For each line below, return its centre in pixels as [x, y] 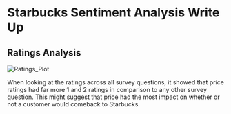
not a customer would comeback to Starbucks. [73, 104]
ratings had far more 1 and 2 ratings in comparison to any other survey [107, 90]
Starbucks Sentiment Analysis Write [113, 13]
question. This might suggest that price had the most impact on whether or [114, 97]
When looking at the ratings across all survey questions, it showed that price [115, 82]
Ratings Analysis [44, 53]
